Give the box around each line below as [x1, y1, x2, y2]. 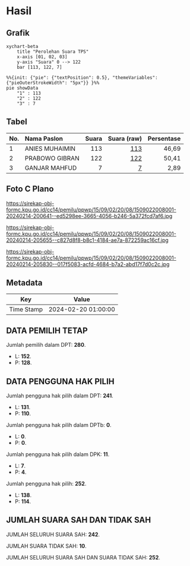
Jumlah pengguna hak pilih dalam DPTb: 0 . [6, 422, 112, 429]
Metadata [6, 278, 43, 288]
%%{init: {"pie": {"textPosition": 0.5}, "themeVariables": [6, 75, 159, 81]
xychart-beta [6, 43, 39, 49]
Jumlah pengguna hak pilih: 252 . [6, 480, 87, 488]
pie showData [6, 85, 39, 91]
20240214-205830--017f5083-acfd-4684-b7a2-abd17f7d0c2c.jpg [6, 260, 170, 268]
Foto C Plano [6, 184, 54, 194]
